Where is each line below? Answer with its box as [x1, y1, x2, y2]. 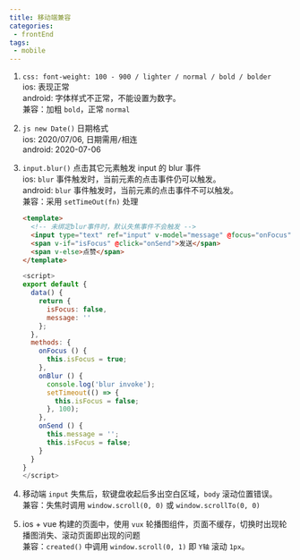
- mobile [13, 47, 47, 55]
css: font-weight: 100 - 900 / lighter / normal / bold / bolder [21, 72, 271, 81]
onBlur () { [39, 371, 83, 380]
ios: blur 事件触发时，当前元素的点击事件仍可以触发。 [21, 174, 221, 184]
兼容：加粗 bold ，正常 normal [21, 104, 131, 115]
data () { [30, 288, 64, 298]
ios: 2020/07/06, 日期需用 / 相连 [21, 134, 138, 145]
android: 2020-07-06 [21, 144, 101, 155]
